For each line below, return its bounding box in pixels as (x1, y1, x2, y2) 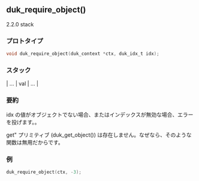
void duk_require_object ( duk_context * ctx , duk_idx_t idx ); (6, 51, 160, 57)
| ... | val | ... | (6, 80, 39, 88)
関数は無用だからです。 (6, 138, 64, 146)
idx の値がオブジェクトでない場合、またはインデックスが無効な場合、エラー (6, 111, 194, 118)
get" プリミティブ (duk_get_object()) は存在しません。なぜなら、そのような (6, 131, 192, 138)
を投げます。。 (6, 118, 40, 125)
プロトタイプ (6, 37, 44, 45)
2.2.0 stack (6, 20, 34, 28)
